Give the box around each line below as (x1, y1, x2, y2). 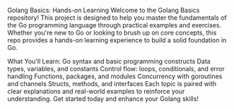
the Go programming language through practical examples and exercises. (7, 21, 221, 29)
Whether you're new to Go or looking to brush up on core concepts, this (7, 28, 217, 37)
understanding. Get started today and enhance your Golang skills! (7, 94, 199, 103)
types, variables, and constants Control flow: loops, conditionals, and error (7, 65, 225, 73)
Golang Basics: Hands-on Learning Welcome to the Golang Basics (7, 6, 200, 14)
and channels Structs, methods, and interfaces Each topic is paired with (7, 80, 217, 87)
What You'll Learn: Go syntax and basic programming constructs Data (7, 57, 211, 66)
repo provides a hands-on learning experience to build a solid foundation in (7, 36, 227, 44)
